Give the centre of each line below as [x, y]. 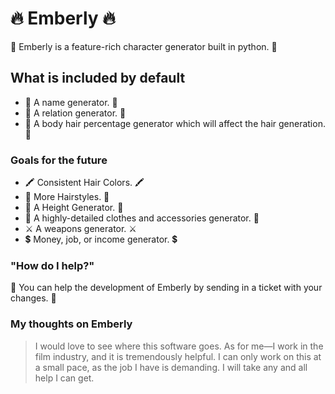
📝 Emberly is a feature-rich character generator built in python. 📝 [144, 46]
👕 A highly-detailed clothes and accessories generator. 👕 [142, 218]
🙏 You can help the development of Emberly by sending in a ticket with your [166, 288]
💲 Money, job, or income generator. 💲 [101, 239]
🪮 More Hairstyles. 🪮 [67, 197]
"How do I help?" [52, 265]
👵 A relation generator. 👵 [75, 113]
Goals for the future [59, 160]
